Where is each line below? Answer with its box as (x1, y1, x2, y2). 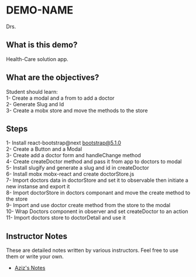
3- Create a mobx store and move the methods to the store (6, 107, 148, 114)
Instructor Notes (6, 231, 67, 241)
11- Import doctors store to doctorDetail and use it (6, 214, 126, 221)
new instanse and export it (6, 183, 70, 190)
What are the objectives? (6, 73, 99, 83)
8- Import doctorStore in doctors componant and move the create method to (6, 189, 191, 197)
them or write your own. (6, 253, 64, 260)
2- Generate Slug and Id (6, 100, 64, 107)
